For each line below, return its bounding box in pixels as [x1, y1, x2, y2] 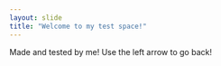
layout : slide [9, 13, 63, 23]
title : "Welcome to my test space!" [9, 22, 147, 31]
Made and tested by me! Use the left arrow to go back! [9, 46, 212, 57]
